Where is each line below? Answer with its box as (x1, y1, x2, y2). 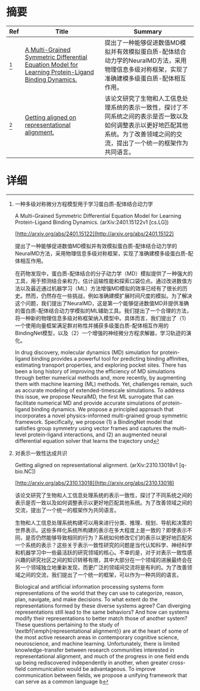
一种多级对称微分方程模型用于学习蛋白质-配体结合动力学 (14, 200, 154, 207)
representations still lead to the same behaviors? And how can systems (14, 608, 189, 615)
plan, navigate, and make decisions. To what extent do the (14, 596, 158, 603)
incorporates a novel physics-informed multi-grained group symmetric (14, 412, 188, 419)
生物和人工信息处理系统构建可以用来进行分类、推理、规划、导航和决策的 (14, 519, 192, 526)
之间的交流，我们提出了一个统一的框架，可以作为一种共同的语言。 (20, 571, 182, 578)
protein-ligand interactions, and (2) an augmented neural (27, 431, 167, 438)
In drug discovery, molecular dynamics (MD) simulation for (14, 349, 159, 356)
